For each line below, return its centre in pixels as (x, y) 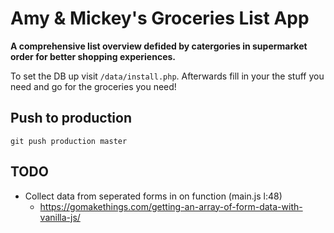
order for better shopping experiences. (93, 56)
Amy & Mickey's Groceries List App (160, 18)
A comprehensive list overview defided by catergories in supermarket (159, 46)
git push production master (69, 141)
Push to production (71, 118)
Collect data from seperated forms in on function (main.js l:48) (153, 196)
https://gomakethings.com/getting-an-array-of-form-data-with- (171, 206)
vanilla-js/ (60, 217)
